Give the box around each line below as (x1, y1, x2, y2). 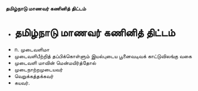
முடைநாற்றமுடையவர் (14, 66, 63, 73)
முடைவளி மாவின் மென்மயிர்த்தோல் (14, 59, 97, 66)
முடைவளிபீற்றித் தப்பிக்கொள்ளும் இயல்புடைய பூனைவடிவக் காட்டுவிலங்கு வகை (14, 53, 192, 60)
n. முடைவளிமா (14, 45, 49, 53)
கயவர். (14, 79, 30, 86)
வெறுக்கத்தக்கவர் (14, 72, 54, 79)
